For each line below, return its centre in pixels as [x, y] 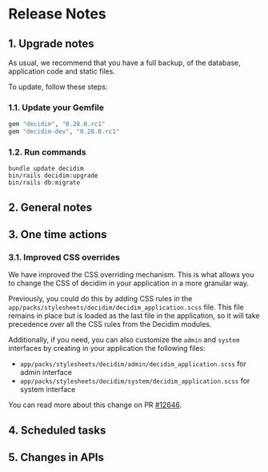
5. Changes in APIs [56, 458]
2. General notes [50, 207]
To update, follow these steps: [58, 87]
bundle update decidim [46, 169]
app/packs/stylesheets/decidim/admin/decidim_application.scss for [133, 364]
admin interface [46, 373]
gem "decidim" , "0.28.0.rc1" [57, 124]
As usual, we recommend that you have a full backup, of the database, [125, 63]
